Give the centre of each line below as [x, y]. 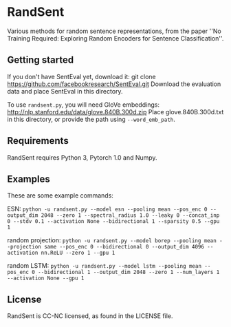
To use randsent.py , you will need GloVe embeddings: [84, 105]
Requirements [38, 141]
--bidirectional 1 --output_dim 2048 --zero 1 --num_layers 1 [129, 273]
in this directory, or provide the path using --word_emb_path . [91, 119]
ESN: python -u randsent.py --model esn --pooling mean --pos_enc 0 [107, 209]
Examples [29, 179]
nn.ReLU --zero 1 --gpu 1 [78, 253]
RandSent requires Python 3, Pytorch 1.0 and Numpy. [82, 157]
